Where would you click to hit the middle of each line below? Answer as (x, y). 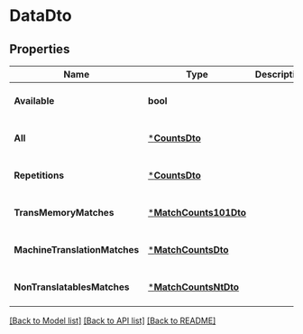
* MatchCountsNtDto (193, 287)
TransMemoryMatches (64, 213)
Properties (40, 49)
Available (34, 101)
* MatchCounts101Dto (197, 213)
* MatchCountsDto (188, 250)
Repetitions (39, 175)
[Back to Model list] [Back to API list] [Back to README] (113, 320)
